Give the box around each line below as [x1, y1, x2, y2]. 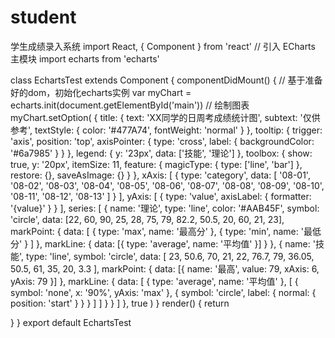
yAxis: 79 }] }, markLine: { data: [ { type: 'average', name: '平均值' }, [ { [10, 275, 299, 287]
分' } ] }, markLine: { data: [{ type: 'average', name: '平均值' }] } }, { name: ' [10, 237, 316, 250]
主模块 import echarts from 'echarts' [10, 52, 160, 65]
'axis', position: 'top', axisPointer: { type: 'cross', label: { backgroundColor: [10, 135, 315, 147]
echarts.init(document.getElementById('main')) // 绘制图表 [10, 99, 250, 111]
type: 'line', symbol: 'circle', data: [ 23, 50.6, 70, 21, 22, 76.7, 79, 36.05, [26, 250, 315, 262]
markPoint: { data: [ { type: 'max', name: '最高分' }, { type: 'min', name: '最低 [10, 225, 322, 237]
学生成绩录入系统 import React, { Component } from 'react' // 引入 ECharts [10, 40, 316, 52]
